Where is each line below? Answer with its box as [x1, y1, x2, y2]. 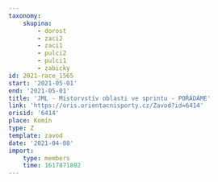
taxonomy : [8, 11, 42, 20]
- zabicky [37, 64, 70, 72]
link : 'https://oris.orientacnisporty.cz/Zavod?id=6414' [8, 101, 204, 110]
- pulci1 [37, 57, 67, 65]
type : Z [8, 124, 35, 132]
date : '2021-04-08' [8, 139, 74, 147]
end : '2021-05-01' [8, 86, 70, 95]
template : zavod [8, 131, 63, 139]
